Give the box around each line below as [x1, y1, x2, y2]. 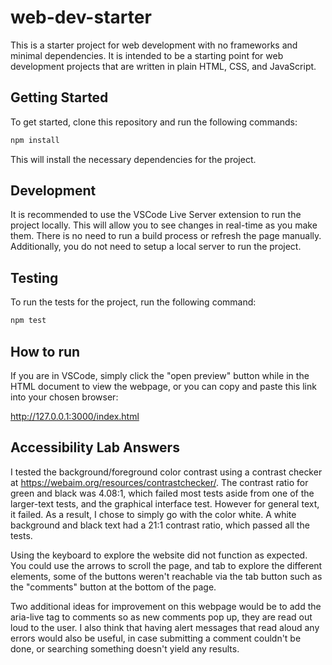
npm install [10, 135, 60, 145]
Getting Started [10, 89, 109, 106]
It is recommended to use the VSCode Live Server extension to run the [10, 209, 302, 221]
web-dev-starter [10, 6, 152, 29]
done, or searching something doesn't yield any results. [10, 642, 240, 655]
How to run [10, 343, 81, 360]
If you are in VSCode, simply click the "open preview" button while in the [10, 369, 310, 381]
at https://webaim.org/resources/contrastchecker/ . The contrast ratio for [10, 476, 309, 488]
